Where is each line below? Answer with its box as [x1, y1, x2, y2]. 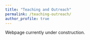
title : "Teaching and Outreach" [5, 7, 71, 12]
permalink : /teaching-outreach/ [5, 12, 71, 17]
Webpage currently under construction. [5, 30, 85, 36]
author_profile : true [5, 16, 50, 21]
